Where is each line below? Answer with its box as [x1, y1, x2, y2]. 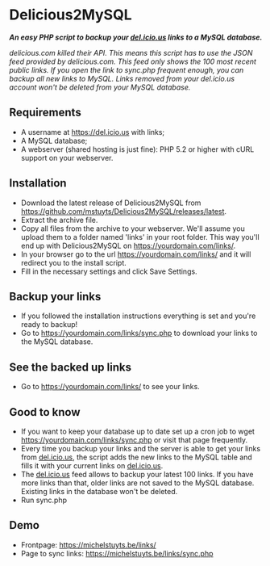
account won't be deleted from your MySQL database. [9, 82, 191, 92]
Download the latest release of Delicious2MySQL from [20, 198, 201, 208]
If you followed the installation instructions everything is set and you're [20, 311, 256, 321]
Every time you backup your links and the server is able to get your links [20, 444, 261, 453]
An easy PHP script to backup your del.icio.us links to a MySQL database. [9, 32, 263, 42]
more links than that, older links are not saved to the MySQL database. [20, 478, 255, 488]
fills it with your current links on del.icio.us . [20, 461, 164, 470]
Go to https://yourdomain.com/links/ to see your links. [20, 382, 200, 392]
